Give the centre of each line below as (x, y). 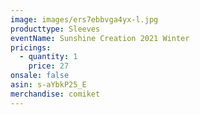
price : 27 (49, 66)
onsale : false (40, 76)
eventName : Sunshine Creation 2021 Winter (100, 38)
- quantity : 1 (48, 57)
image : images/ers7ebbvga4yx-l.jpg (84, 19)
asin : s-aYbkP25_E (48, 85)
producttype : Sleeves (55, 29)
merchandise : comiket (55, 94)
